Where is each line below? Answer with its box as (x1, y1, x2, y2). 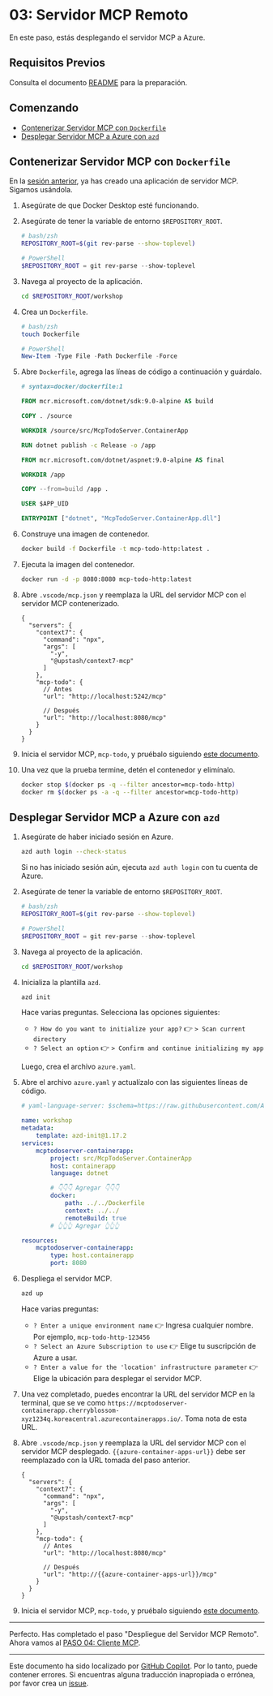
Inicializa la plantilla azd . (20, 977, 101, 987)
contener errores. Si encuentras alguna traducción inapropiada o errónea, (9, 1669, 256, 1679)
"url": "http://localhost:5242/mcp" (42, 692, 167, 700)
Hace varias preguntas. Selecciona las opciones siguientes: (20, 1008, 220, 1018)
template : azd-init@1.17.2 (36, 1132, 127, 1140)
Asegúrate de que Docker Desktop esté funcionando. (20, 200, 199, 210)
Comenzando (9, 101, 79, 115)
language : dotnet (50, 1169, 109, 1177)
